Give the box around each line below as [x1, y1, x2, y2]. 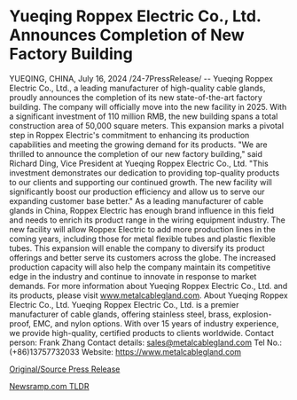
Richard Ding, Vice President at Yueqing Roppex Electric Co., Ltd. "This [9, 158, 269, 169]
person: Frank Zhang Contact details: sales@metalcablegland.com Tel [9, 337, 265, 348]
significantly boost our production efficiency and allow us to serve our [9, 186, 265, 197]
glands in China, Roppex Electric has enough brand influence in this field [9, 205, 275, 216]
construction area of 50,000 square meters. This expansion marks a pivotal [9, 120, 285, 130]
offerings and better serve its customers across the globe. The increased [9, 252, 277, 263]
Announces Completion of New [9, 25, 246, 45]
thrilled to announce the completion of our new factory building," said [9, 148, 263, 159]
